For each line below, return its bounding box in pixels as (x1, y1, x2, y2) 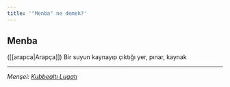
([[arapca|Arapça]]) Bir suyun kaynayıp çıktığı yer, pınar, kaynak (7, 53, 187, 61)
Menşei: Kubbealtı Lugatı (7, 73, 77, 81)
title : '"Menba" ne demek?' (7, 10, 88, 17)
